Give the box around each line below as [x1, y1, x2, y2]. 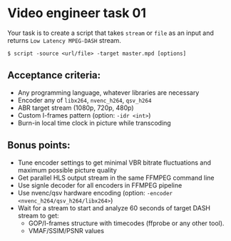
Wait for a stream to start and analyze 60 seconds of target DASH [17, 203, 211, 212]
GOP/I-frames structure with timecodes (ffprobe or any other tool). [28, 219, 225, 227]
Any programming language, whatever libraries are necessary [17, 88, 200, 97]
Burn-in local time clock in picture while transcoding [17, 118, 171, 127]
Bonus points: [7, 139, 71, 151]
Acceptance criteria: [7, 69, 101, 81]
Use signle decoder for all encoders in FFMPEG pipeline [17, 180, 183, 190]
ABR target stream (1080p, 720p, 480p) [17, 103, 134, 112]
